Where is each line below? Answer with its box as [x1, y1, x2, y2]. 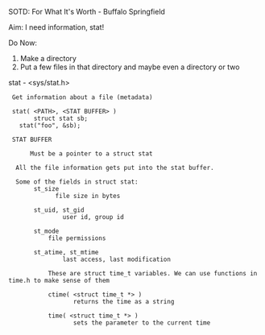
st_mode [33, 227, 60, 235]
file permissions [48, 234, 106, 242]
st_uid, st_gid [33, 206, 85, 214]
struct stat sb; [33, 114, 89, 122]
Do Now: [8, 38, 38, 48]
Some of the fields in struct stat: [15, 178, 139, 186]
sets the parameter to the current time [72, 319, 211, 327]
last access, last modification [62, 255, 172, 263]
